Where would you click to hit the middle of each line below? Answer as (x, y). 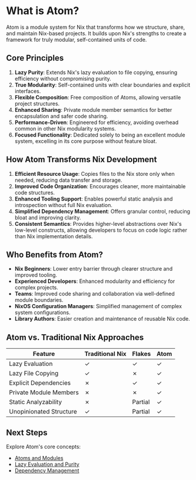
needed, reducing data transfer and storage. (68, 180)
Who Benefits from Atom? (54, 254)
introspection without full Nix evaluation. (64, 205)
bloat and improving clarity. (48, 217)
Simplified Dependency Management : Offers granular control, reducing (102, 211)
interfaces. (28, 91)
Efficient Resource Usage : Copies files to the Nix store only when (94, 174)
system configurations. (42, 312)
